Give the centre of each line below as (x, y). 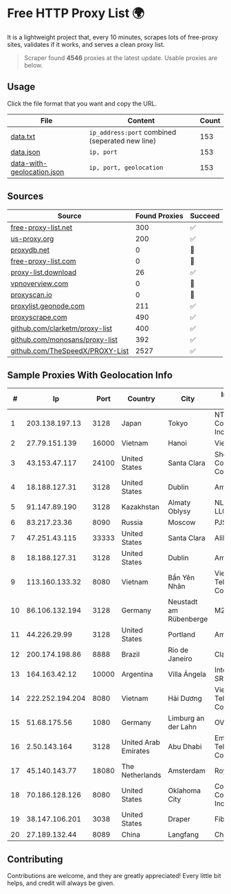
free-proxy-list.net (42, 227)
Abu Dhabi (185, 747)
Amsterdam (187, 771)
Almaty (179, 503)
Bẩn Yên (181, 578)
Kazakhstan (141, 507)
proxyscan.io (32, 295)
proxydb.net (30, 250)
